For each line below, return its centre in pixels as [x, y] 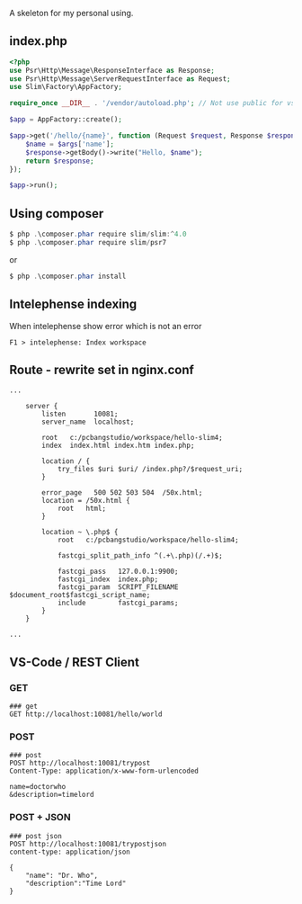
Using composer [57, 214]
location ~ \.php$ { [80, 533]
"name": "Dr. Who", [62, 875]
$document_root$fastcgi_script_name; [80, 595]
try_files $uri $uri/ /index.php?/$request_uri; [150, 470]
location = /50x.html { [86, 501]
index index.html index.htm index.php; [118, 446]
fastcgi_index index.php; [108, 579]
